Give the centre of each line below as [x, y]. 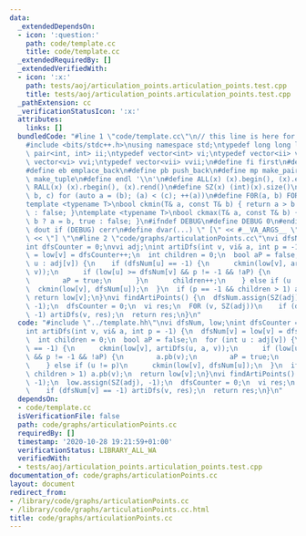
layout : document [42, 484]
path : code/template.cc [71, 43]
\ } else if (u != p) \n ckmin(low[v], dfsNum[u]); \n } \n [154, 366]
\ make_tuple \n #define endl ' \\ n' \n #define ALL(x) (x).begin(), [150, 179]
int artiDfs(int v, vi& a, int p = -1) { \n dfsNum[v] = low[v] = [154, 332]
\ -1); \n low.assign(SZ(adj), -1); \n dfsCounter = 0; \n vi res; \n [161, 382]
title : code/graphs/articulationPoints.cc [91, 518]
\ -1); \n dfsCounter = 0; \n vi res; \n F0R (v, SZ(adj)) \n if [156, 306]
